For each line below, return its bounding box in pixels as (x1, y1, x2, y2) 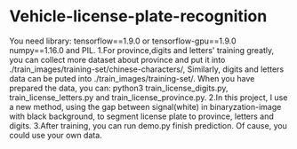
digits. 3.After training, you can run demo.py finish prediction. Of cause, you (9, 120, 287, 130)
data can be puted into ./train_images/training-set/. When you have (9, 73, 255, 83)
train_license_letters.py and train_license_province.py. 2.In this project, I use (9, 91, 288, 103)
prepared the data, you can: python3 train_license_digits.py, (9, 82, 229, 93)
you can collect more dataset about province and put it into (9, 54, 226, 65)
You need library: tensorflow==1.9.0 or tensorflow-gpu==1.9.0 (9, 35, 237, 46)
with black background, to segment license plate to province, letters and (9, 111, 274, 122)
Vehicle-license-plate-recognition (9, 6, 268, 27)
